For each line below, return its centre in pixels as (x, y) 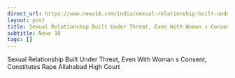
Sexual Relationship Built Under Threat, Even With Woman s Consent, (107, 59)
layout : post (26, 20)
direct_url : (24, 14)
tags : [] (20, 40)
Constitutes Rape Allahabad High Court (64, 67)
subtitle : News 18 (34, 33)
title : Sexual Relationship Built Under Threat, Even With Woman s (108, 26)
